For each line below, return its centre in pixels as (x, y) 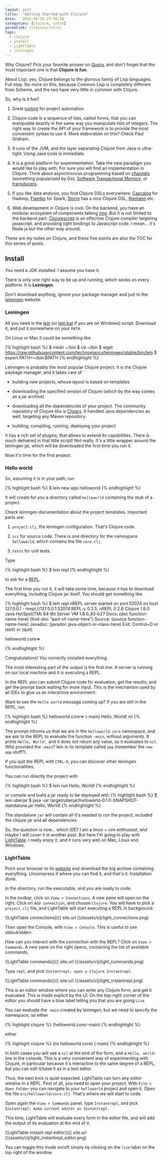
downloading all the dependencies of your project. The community (79, 406)
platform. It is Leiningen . (30, 285)
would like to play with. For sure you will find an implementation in (78, 168)
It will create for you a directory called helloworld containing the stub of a (79, 497)
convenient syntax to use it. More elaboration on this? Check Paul (78, 134)
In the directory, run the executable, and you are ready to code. (69, 889)
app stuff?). (16, 752)
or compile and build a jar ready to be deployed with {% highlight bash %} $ (81, 795)
